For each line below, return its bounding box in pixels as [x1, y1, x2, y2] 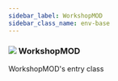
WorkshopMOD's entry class [8, 63, 104, 73]
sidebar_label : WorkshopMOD [8, 11, 103, 20]
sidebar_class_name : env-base [8, 19, 111, 27]
